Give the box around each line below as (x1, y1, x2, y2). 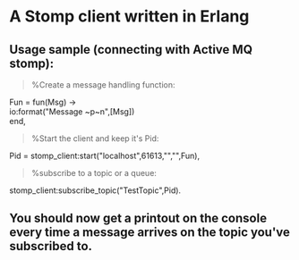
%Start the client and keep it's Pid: (30, 133, 159, 144)
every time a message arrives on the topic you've (9, 225, 291, 240)
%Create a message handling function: (30, 80, 176, 90)
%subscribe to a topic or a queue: (30, 168, 157, 178)
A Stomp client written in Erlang (9, 6, 250, 27)
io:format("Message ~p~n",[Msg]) (9, 106, 135, 117)
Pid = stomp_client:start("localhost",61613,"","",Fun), (9, 150, 200, 161)
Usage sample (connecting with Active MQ (9, 42, 253, 57)
